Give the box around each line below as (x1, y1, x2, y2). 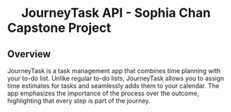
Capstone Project (7, 20, 111, 36)
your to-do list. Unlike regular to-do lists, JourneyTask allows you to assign (7, 74, 225, 82)
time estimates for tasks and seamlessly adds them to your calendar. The (7, 82, 220, 89)
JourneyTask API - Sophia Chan (20, 5, 211, 21)
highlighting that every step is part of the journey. (7, 97, 151, 105)
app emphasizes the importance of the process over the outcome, (7, 89, 199, 97)
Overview (7, 48, 51, 60)
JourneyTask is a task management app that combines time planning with (7, 67, 221, 75)
